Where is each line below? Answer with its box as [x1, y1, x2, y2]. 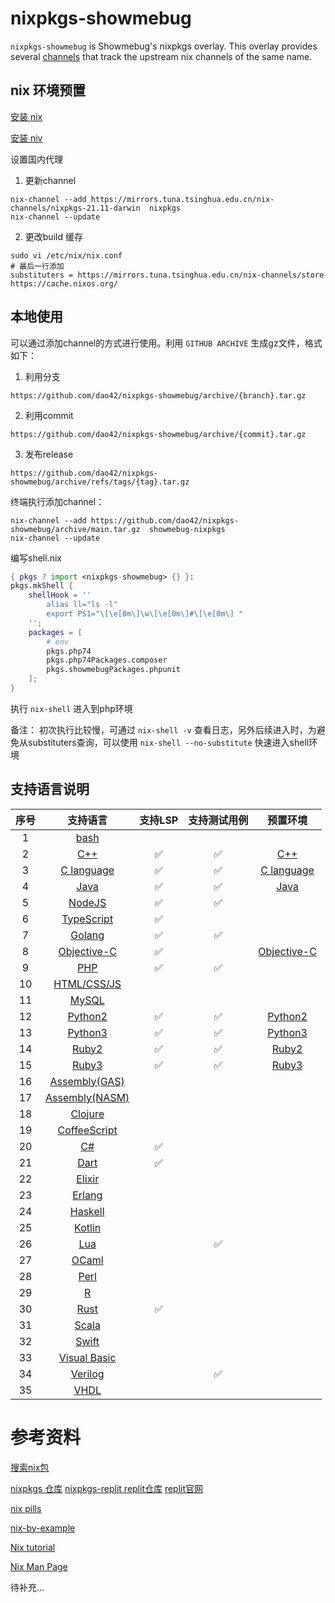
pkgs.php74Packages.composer [46, 655, 168, 666]
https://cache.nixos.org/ [10, 278, 118, 289]
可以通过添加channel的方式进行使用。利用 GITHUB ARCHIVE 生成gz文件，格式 [10, 337, 323, 349]
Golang [70, 928, 105, 942]
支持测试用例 [188, 813, 249, 827]
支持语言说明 [10, 781, 90, 798]
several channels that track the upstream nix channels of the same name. [10, 50, 313, 62]
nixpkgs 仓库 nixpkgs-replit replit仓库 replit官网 [10, 1482, 204, 1494]
